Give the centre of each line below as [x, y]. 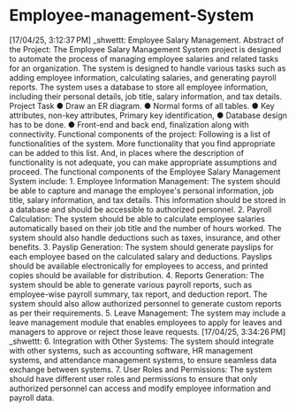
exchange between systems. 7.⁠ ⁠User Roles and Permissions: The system [140, 369]
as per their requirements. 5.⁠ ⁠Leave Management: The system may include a [148, 313]
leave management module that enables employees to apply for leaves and [146, 322]
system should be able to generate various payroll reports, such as [131, 284]
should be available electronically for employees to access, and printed [139, 266]
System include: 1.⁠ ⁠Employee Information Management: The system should [145, 181]
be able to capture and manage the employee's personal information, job [141, 190]
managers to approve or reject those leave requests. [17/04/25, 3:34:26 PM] [148, 331]
